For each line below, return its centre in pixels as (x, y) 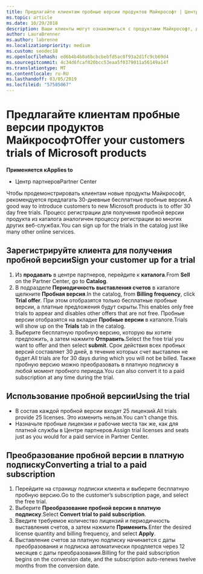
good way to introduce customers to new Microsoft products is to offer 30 (98, 206)
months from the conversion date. (57, 566)
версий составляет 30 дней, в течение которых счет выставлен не (101, 351)
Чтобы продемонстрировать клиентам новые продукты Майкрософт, (96, 193)
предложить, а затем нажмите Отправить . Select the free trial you (99, 339)
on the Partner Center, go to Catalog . (61, 281)
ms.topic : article (29, 18)
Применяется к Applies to (40, 170)
